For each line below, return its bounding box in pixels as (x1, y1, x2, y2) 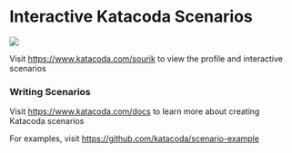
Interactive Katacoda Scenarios (9, 6, 253, 27)
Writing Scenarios (9, 85, 91, 98)
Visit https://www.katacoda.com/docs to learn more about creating (9, 106, 260, 117)
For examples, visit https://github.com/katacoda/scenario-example (9, 133, 259, 144)
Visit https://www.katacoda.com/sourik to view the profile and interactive (9, 53, 284, 64)
